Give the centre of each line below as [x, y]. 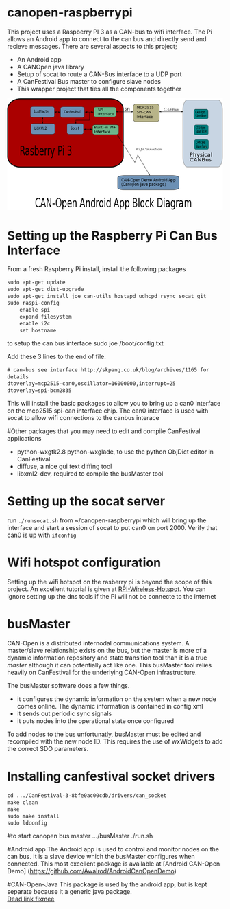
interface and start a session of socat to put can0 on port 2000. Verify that [112, 528]
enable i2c [35, 324]
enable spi [35, 310]
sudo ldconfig [27, 823]
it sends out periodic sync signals [64, 714]
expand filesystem [46, 317]
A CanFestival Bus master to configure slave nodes [89, 81]
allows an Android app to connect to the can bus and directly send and [107, 38]
